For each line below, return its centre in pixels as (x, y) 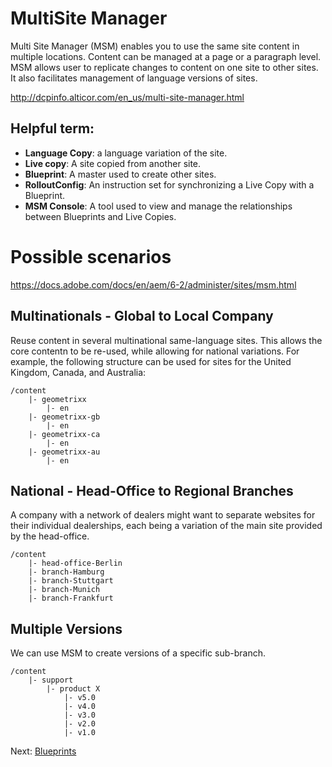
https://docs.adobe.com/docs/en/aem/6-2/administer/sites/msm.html (153, 284)
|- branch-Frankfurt (71, 598)
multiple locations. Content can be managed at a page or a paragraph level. (166, 56)
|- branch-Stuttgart (71, 581)
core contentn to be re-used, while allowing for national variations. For (155, 351)
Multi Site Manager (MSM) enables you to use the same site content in (155, 46)
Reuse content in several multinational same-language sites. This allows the (166, 340)
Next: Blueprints (43, 751)
